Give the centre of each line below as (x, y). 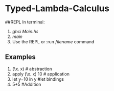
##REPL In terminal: (25, 22)
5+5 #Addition (27, 84)
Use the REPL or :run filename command (53, 41)
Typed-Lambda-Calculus (57, 9)
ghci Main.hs (25, 31)
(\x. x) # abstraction (32, 69)
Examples (20, 57)
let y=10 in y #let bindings (38, 79)
